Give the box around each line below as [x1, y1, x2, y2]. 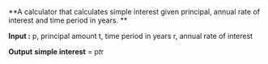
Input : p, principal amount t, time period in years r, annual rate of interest [8, 32, 253, 41]
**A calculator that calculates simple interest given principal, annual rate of [8, 7, 261, 16]
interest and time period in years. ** [8, 15, 128, 25]
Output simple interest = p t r [8, 47, 104, 56]
